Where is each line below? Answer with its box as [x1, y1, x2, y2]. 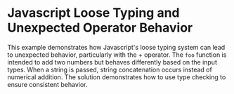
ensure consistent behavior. [7, 80, 88, 88]
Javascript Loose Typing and [7, 5, 181, 21]
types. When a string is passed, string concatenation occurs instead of [7, 65, 212, 74]
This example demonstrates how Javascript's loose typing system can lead [7, 43, 226, 51]
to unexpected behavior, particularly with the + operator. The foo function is [7, 51, 227, 59]
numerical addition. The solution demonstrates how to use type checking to [7, 72, 226, 81]
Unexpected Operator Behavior [7, 20, 193, 36]
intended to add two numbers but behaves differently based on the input [7, 58, 218, 66]
